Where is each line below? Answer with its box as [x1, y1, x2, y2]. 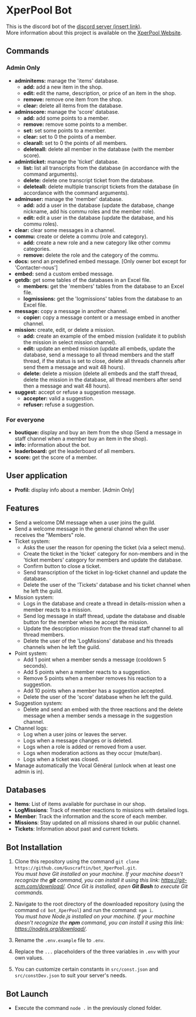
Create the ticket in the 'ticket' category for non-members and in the [23, 550, 188, 557]
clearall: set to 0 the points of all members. [23, 139, 128, 147]
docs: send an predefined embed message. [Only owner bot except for [14, 257, 187, 264]
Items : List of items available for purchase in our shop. [14, 801, 146, 808]
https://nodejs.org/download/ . [14, 926, 88, 933]
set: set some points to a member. [23, 127, 106, 134]
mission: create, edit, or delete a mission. [14, 326, 115, 333]
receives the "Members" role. [14, 531, 86, 538]
